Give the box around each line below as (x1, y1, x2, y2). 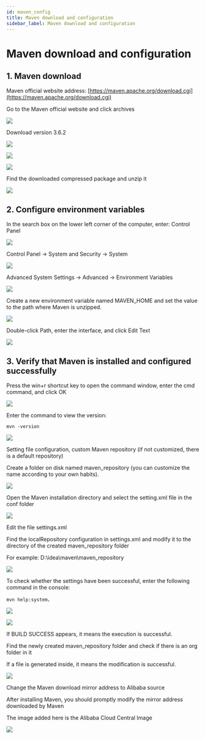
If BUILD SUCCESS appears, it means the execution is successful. (6, 631, 173, 637)
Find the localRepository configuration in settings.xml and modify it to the (6, 536, 192, 543)
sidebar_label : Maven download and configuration (6, 20, 136, 26)
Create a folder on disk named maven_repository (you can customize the (6, 464, 190, 471)
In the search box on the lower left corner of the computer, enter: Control (6, 221, 190, 228)
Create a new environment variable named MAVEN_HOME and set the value (6, 297, 198, 305)
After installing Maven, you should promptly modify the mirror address (6, 696, 184, 703)
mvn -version (6, 423, 40, 429)
